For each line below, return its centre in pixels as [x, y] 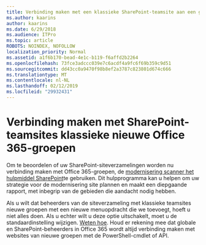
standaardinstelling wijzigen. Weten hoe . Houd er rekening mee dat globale [101, 222]
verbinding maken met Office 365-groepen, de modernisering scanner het [100, 171]
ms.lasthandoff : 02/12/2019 [42, 86]
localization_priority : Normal [46, 52]
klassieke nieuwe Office [123, 135]
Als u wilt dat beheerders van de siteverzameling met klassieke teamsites [99, 203]
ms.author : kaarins [31, 18]
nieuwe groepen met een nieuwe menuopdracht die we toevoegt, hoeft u [98, 209]
